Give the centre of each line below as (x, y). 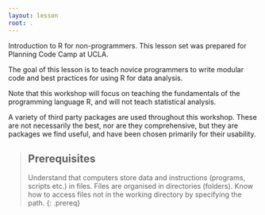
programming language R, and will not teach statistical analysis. (112, 102)
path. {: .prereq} (54, 203)
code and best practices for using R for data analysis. (96, 78)
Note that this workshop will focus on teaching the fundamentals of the (124, 93)
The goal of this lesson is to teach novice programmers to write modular (126, 69)
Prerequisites (61, 158)
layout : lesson (33, 15)
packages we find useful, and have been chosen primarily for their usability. (132, 134)
